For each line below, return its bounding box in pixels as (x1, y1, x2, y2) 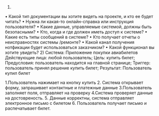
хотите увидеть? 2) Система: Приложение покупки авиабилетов (5, 50, 138, 55)
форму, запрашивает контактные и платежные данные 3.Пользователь (5, 85, 152, 90)
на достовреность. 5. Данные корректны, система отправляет (5, 95, 134, 101)
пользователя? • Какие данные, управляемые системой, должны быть (5, 24, 152, 30)
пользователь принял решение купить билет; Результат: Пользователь (5, 65, 152, 71)
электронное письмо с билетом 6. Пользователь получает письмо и (5, 100, 147, 106)
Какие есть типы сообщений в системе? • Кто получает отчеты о (5, 34, 140, 40)
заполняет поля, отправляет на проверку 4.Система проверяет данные (5, 90, 153, 96)
